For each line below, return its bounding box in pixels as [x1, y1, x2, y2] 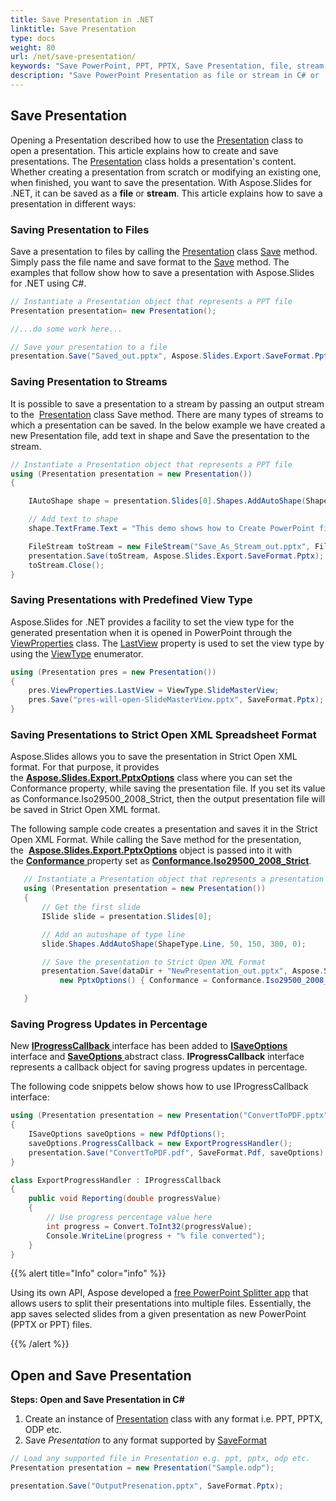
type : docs [10, 33, 56, 43]
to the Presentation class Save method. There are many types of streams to [10, 408, 324, 420]
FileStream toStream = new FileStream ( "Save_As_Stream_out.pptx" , [28, 541, 311, 551]
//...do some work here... [10, 324, 123, 334]
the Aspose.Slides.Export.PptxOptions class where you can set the [10, 772, 293, 784]
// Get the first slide [41, 902, 141, 912]
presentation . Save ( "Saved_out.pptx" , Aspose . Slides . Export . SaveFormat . [10, 351, 315, 361]
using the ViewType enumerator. [10, 647, 144, 660]
